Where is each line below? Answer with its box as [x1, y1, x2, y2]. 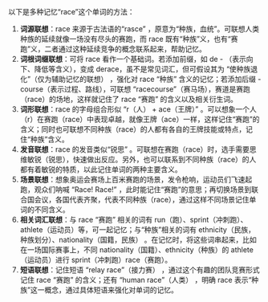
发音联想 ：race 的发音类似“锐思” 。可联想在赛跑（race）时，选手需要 [19, 145, 250, 154]
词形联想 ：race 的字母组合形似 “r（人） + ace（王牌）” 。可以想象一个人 [19, 104, 257, 114]
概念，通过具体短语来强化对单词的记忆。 [43, 285, 178, 295]
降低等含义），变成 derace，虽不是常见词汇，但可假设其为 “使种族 [34, 64, 251, 74]
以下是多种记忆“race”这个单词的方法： [8, 7, 135, 16]
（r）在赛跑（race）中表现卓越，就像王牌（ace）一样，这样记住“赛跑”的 [19, 115, 260, 124]
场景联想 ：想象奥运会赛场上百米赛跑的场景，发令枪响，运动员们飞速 [19, 175, 246, 184]
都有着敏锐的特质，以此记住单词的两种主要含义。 [19, 165, 182, 174]
